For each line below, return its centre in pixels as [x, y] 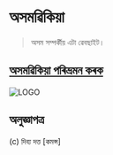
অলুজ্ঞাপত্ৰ [27, 120]
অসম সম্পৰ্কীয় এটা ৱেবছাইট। [68, 42]
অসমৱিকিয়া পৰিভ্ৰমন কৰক [56, 70]
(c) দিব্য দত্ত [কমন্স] [35, 141]
